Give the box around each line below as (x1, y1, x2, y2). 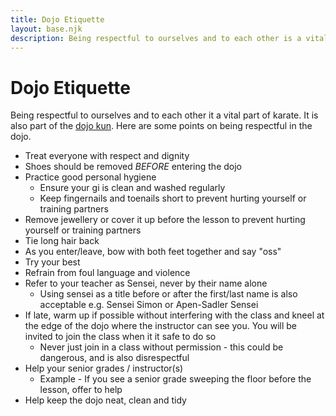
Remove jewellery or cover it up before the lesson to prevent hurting (24, 214, 306, 226)
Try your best (24, 256, 81, 268)
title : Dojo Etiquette (10, 14, 105, 25)
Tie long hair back (24, 235, 100, 247)
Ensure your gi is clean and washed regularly (39, 182, 226, 194)
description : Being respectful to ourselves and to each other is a (10, 33, 302, 43)
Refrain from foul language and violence (24, 267, 191, 279)
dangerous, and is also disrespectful (39, 352, 190, 364)
